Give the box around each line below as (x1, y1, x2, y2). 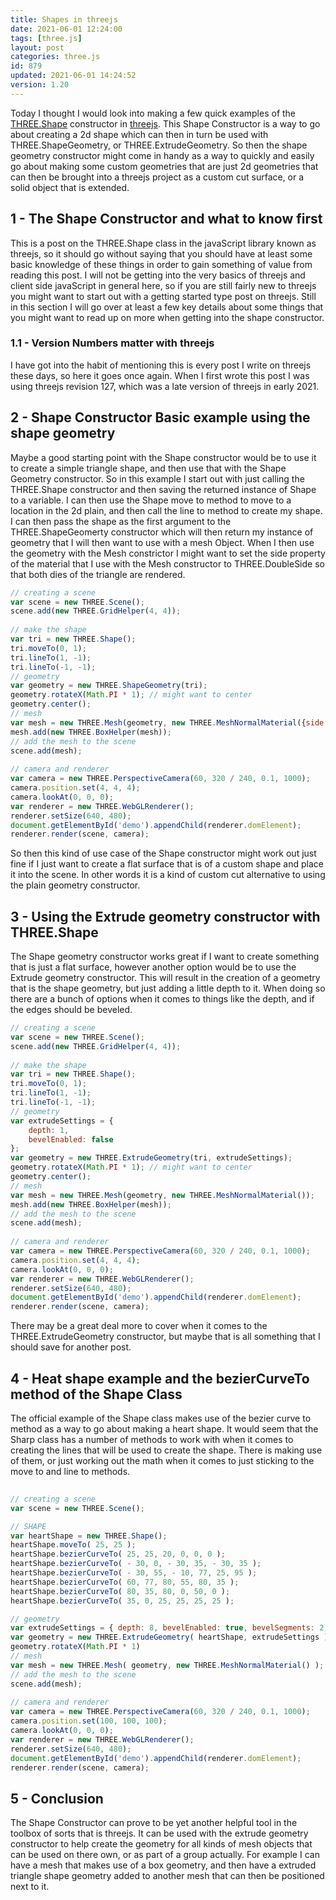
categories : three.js (10, 52, 101, 62)
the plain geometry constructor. (10, 879, 141, 891)
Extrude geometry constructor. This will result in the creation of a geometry (10, 972, 321, 984)
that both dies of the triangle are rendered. (10, 568, 186, 580)
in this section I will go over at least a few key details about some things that (10, 301, 324, 313)
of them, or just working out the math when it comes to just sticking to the (10, 1455, 315, 1467)
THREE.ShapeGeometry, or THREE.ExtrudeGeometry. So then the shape (10, 139, 308, 151)
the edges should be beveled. (10, 1004, 133, 1016)
